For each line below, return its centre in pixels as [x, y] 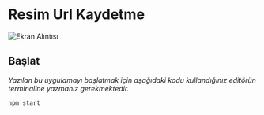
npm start [25, 103]
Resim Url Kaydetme [76, 15]
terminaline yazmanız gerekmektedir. [69, 88]
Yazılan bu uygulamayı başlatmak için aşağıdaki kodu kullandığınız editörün [132, 80]
